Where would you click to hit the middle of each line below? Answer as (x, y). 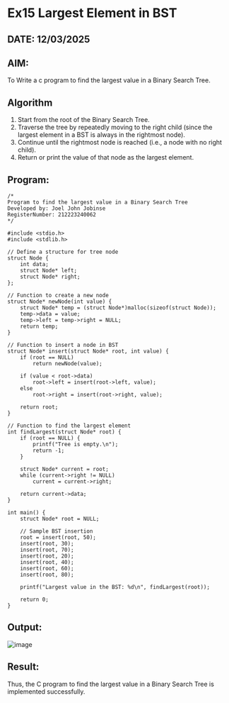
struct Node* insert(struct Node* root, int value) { (88, 351)
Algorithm (30, 103)
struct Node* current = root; (65, 470)
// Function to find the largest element (69, 426)
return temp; (39, 327)
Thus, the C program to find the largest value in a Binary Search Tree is (111, 684)
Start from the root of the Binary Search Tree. (83, 120)
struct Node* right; (50, 277)
